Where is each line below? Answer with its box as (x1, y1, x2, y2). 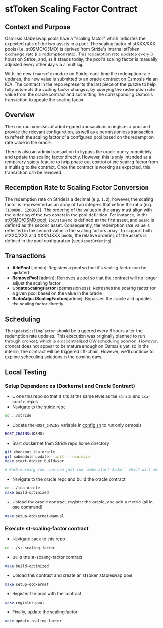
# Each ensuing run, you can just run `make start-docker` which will (5, 467, 151, 472)
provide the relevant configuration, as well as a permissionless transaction (5, 129, 154, 135)
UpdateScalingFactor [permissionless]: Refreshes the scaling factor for (12, 286, 156, 291)
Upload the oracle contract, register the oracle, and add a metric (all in (12, 499, 153, 504)
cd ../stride (5, 413, 32, 418)
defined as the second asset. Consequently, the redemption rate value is (5, 222, 150, 228)
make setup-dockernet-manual (5, 513, 64, 519)
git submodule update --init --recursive (5, 454, 90, 459)
